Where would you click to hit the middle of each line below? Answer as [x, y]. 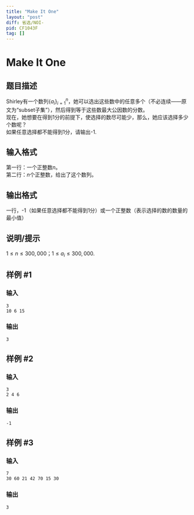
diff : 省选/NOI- [25, 22]
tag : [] [16, 34]
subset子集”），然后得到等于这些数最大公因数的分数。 [83, 110]
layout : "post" [25, 17]
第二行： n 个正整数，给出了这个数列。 [51, 175]
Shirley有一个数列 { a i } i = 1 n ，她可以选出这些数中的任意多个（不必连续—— [94, 101]
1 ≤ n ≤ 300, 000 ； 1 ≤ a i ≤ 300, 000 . [51, 254]
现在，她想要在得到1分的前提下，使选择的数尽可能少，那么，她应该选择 [92, 117]
